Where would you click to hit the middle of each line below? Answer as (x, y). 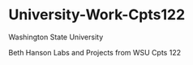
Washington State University (56, 37)
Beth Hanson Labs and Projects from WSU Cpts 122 (94, 52)
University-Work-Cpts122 (97, 15)
